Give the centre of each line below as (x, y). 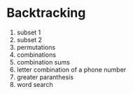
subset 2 (29, 39)
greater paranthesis (45, 77)
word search (35, 84)
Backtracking (46, 13)
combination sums (43, 62)
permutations (36, 47)
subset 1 (29, 32)
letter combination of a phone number (71, 69)
